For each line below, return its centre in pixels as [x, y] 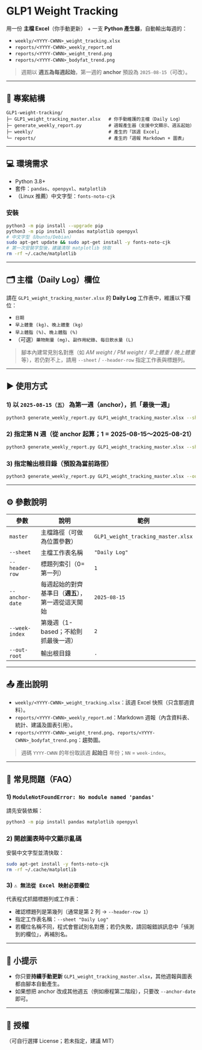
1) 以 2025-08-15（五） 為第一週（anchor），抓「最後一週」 [90, 405]
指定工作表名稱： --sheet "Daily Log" [62, 919]
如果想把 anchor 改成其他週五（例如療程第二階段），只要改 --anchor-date [105, 991]
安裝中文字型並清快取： [35, 853]
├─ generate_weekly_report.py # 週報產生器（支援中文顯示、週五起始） [100, 125]
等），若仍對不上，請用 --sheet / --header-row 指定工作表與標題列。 [104, 359]
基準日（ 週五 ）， [63, 593]
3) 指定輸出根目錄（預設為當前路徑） [60, 463]
